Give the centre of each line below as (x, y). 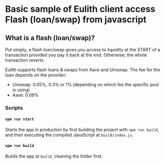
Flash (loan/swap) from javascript (76, 20)
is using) (21, 90)
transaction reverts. (25, 60)
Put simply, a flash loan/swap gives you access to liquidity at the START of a (83, 50)
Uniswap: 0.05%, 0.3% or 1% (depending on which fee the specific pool (85, 84)
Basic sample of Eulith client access (80, 9)
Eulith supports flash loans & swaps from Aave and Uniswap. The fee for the (83, 70)
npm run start (20, 119)
